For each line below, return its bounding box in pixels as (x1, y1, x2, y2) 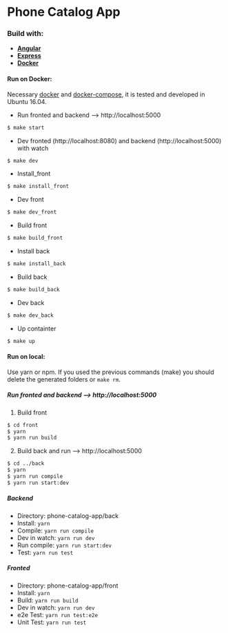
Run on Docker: (7, 75, 53, 83)
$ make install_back (7, 260, 67, 267)
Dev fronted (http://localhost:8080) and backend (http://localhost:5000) (17, 136, 222, 145)
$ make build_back (7, 286, 60, 293)
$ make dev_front (7, 209, 57, 216)
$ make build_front (7, 235, 63, 242)
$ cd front (7, 422, 39, 428)
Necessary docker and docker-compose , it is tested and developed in (7, 90, 205, 98)
